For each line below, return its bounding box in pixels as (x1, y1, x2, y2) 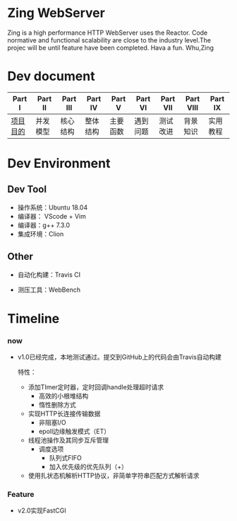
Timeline (7, 310, 60, 326)
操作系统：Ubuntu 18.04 (17, 203, 88, 212)
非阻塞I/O (38, 418, 66, 427)
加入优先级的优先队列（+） (49, 462, 128, 471)
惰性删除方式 (38, 401, 76, 409)
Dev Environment (7, 156, 111, 171)
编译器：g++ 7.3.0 (17, 221, 71, 229)
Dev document (7, 69, 95, 84)
